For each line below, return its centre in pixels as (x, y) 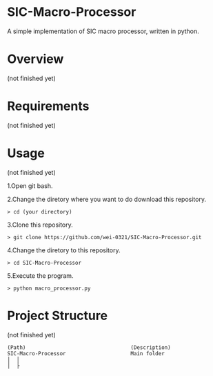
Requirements (48, 106)
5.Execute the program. (40, 275)
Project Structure (58, 316)
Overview (35, 59)
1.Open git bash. (30, 186)
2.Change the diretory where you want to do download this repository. (107, 199)
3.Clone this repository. (40, 225)
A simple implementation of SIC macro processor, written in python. (103, 31)
